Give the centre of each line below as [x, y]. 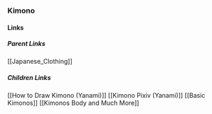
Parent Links [26, 44]
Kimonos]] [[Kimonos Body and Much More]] [73, 103]
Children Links [29, 78]
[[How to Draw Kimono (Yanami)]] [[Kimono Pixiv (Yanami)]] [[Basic [106, 96]
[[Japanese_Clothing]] [40, 62]
